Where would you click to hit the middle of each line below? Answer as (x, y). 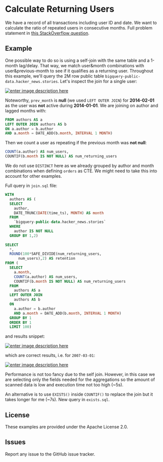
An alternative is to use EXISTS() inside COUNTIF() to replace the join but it (79, 394)
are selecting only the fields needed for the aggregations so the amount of (80, 380)
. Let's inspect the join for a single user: (97, 81)
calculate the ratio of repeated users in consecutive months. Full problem (79, 27)
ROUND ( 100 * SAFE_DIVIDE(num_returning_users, (56, 254)
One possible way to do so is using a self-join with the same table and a (77, 60)
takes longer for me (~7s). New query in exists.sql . (58, 400)
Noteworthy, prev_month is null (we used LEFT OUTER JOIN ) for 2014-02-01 (80, 100)
